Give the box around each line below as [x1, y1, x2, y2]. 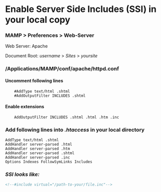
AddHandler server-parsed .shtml [5, 151, 75, 156]
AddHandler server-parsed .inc [5, 155, 70, 160]
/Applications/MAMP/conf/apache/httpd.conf [5, 65, 120, 72]
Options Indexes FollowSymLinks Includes [5, 160, 93, 165]
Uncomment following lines [5, 78, 63, 83]
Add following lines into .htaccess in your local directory [5, 126, 145, 133]
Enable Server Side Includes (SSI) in [5, 3, 157, 15]
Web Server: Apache [5, 43, 48, 49]
